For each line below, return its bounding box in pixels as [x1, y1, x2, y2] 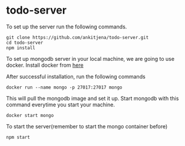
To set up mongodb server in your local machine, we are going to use [6, 55, 175, 62]
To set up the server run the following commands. [6, 23, 127, 30]
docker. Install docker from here [6, 61, 84, 69]
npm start [6, 134, 31, 140]
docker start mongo [6, 112, 54, 118]
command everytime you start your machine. [6, 101, 115, 108]
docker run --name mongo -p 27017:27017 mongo [6, 84, 123, 90]
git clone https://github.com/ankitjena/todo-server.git [6, 34, 149, 40]
